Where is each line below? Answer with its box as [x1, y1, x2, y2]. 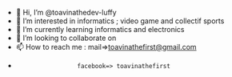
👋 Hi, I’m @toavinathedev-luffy [15, 8, 118, 17]
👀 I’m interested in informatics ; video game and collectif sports [15, 16, 225, 26]
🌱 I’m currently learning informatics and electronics [15, 25, 185, 34]
